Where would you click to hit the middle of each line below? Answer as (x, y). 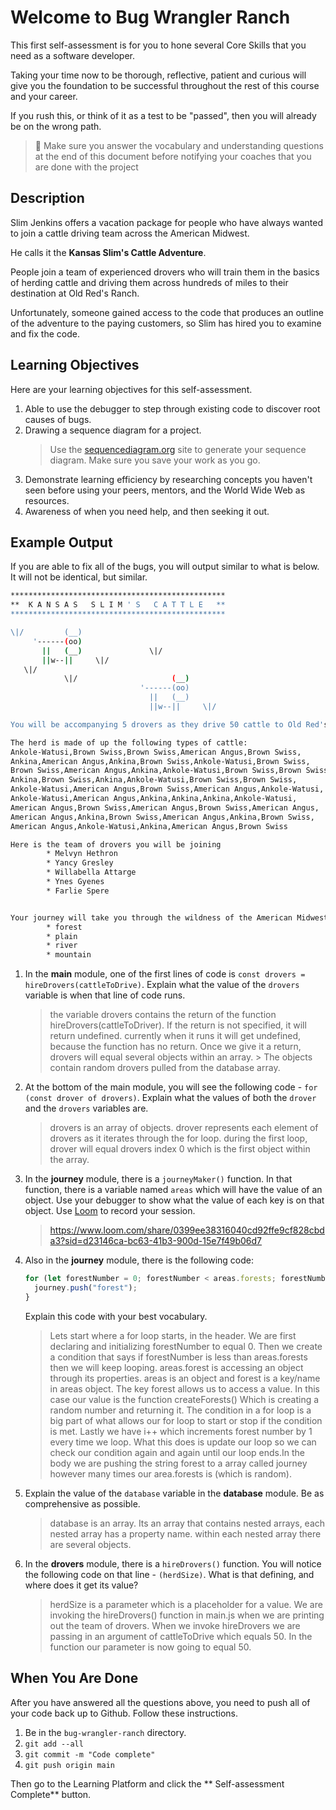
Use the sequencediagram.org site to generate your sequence (178, 449)
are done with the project (86, 167)
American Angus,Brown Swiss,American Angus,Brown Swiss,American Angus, (165, 807)
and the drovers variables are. (86, 1108)
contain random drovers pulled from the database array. (165, 1068)
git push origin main (69, 1765)
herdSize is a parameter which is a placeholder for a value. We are (186, 1604)
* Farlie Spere (78, 891)
